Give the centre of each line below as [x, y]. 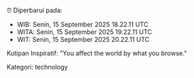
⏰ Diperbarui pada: [35, 10]
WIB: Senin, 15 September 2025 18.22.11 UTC [82, 24]
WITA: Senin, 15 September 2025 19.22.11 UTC [85, 32]
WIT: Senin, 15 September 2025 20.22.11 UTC [83, 39]
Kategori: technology [37, 67]
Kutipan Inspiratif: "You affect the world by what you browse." [97, 53]
